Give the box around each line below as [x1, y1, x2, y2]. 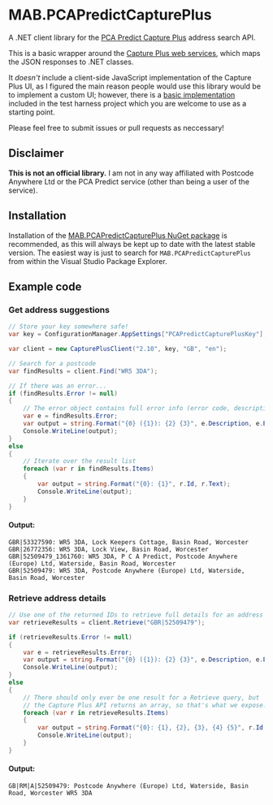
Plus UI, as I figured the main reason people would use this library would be [8, 81, 262, 91]
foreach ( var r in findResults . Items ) [23, 465, 154, 473]
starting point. [8, 107, 55, 117]
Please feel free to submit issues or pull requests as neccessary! [8, 123, 225, 132]
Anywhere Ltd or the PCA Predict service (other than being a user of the [8, 176, 250, 186]
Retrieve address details [8, 592, 107, 604]
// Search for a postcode [8, 359, 96, 367]
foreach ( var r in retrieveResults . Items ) [23, 708, 169, 716]
